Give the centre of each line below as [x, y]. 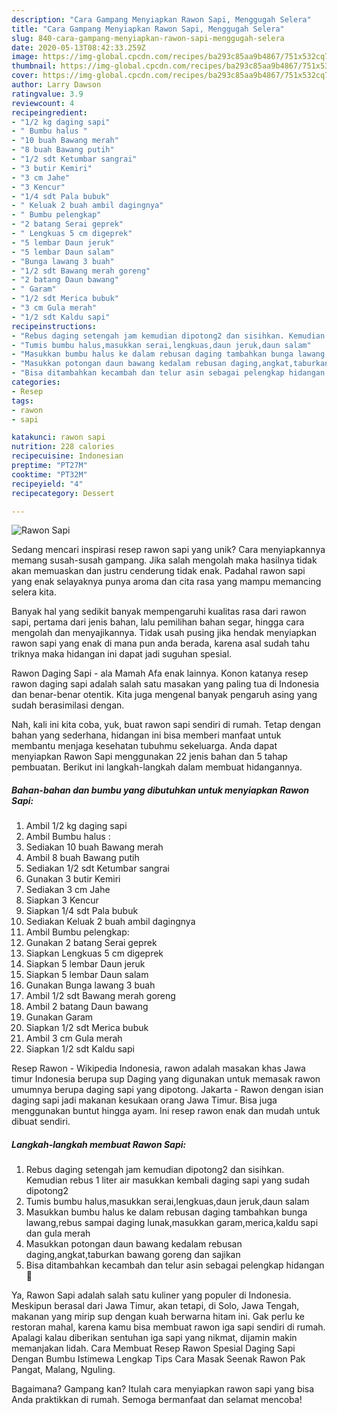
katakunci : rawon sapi [58, 437]
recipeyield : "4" [47, 484]
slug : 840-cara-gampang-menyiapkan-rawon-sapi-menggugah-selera [148, 38]
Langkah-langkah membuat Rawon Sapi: [99, 1144]
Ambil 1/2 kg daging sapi [76, 826]
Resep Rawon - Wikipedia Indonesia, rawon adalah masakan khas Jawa [158, 1068]
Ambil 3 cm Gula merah [74, 1038]
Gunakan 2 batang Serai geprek [91, 943]
